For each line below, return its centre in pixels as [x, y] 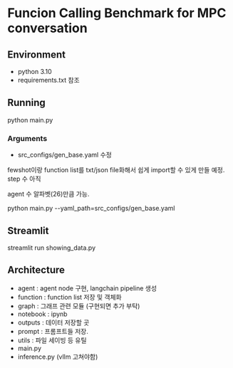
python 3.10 [35, 72]
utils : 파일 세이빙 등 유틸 [52, 340]
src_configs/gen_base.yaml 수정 [64, 155]
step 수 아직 [24, 179]
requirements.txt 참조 [48, 80]
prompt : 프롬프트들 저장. [53, 331]
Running [27, 103]
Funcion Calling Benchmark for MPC [117, 13]
